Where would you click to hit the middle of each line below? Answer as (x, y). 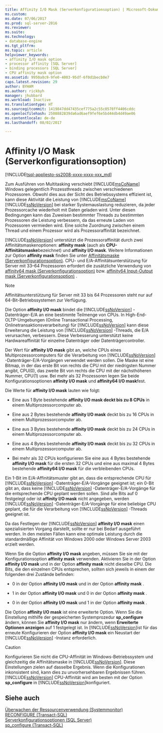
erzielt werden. (20, 544)
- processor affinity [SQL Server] (41, 64)
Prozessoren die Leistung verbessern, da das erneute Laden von (70, 220)
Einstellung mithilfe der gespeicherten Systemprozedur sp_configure (74, 617)
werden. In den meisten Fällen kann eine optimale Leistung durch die (74, 534)
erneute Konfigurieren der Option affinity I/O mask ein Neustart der (73, 633)
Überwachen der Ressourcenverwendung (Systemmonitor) (64, 710)
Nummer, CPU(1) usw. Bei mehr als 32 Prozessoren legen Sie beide (72, 376)
